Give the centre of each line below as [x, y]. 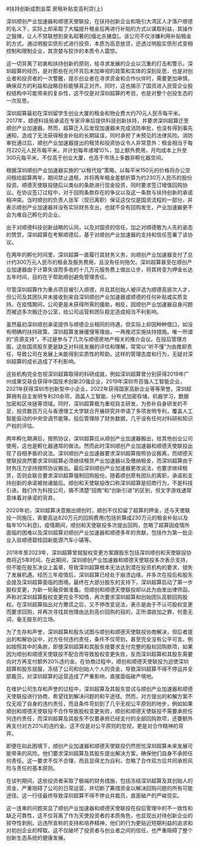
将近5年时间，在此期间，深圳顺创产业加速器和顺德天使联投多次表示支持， [101, 560]
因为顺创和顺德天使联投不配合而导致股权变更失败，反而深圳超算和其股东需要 [99, 654]
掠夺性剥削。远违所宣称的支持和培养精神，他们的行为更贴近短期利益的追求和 [99, 823]
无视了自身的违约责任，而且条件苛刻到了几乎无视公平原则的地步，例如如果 [102, 704]
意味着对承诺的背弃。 [32, 498]
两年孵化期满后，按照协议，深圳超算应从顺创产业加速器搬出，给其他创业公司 [99, 438]
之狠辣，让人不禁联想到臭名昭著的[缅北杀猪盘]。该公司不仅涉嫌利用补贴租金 [99, 36]
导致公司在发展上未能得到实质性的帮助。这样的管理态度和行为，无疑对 [102, 354]
